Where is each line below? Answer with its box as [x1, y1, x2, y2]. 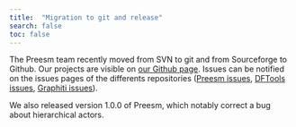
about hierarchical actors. [9, 109, 105, 121]
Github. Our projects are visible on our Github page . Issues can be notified [9, 63, 285, 74]
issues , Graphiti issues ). [9, 82, 98, 94]
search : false [9, 21, 63, 30]
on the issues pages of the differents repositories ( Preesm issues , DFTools [9, 73, 286, 84]
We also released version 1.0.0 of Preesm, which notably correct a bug [9, 100, 272, 111]
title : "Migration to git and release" [9, 13, 164, 22]
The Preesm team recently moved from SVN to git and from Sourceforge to [9, 55, 288, 65]
